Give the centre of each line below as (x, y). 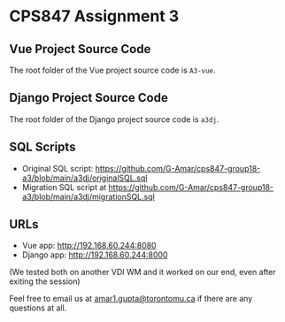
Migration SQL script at (64, 187)
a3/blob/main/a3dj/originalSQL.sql (85, 178)
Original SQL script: (58, 168)
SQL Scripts (42, 147)
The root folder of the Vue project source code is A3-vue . (112, 70)
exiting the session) (45, 281)
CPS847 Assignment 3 (94, 16)
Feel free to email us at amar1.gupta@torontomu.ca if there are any (131, 299)
